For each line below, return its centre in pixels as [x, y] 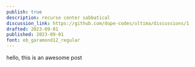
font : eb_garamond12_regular [43, 40]
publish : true [24, 12]
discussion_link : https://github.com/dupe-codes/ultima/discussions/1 [98, 23]
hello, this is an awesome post [44, 58]
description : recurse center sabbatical [58, 18]
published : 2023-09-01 [35, 35]
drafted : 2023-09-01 [33, 29]
